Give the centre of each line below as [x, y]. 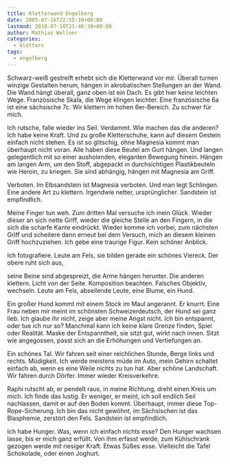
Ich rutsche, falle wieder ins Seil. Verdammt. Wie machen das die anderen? [113, 127]
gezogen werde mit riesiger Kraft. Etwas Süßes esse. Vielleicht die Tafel [109, 446]
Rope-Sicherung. [31, 410]
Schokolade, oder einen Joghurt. [54, 453]
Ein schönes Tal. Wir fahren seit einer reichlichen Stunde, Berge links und [111, 353]
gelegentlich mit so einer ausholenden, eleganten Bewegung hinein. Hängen [115, 157]
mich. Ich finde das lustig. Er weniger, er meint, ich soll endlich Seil [101, 396]
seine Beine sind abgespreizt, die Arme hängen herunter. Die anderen [106, 276]
